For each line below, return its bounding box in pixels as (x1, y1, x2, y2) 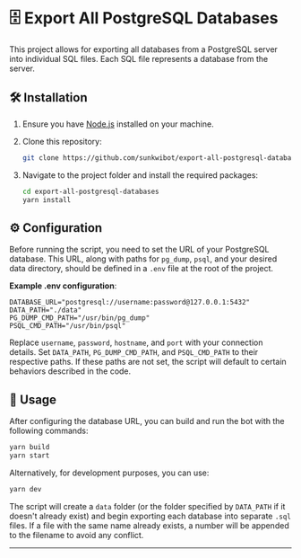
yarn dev (9, 484, 42, 493)
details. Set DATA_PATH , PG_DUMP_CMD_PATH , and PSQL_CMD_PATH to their (9, 347, 259, 358)
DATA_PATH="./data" (9, 306, 82, 315)
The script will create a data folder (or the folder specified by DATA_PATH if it (9, 500, 286, 511)
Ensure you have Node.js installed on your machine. (21, 119, 214, 129)
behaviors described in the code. (9, 366, 132, 376)
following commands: (9, 425, 89, 436)
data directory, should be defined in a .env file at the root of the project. (9, 263, 274, 274)
